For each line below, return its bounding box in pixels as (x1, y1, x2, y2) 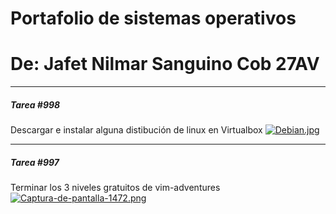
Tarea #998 (10, 98, 61, 111)
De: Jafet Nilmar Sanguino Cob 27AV (10, 53, 320, 76)
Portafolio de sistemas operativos (10, 7, 297, 30)
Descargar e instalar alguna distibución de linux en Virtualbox (10, 124, 263, 136)
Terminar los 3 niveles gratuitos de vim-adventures (10, 182, 221, 194)
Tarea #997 (10, 156, 60, 168)
